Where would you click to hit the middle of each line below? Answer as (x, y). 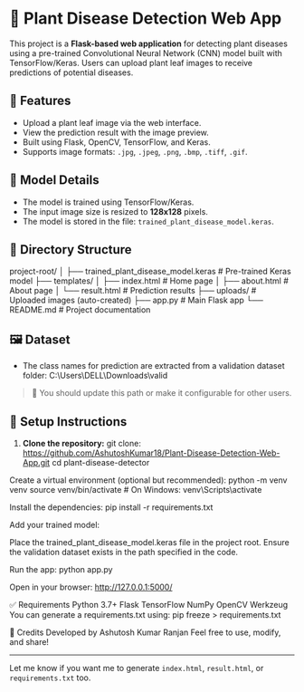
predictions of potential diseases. (71, 72)
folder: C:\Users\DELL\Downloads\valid (95, 376)
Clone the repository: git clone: (82, 443)
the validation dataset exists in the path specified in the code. (123, 552)
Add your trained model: (55, 525)
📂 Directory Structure (71, 250)
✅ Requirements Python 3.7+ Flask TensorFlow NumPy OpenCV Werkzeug (149, 605)
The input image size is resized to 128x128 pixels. (115, 211)
